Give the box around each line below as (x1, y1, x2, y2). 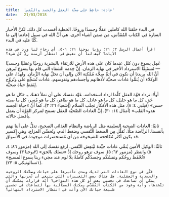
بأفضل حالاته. (6, 112, 31, 119)
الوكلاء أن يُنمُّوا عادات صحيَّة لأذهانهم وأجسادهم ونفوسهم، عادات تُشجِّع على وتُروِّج (6, 76, 158, 82)
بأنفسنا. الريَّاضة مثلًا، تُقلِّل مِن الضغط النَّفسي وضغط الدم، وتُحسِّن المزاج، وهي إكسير (6, 128, 164, 134)
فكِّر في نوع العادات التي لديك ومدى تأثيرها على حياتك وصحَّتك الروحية (6, 169, 153, 174)
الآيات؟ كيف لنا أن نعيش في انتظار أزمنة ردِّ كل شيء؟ (6, 51, 117, 56)
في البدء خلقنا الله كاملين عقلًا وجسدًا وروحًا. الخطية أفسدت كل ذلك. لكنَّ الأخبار (6, 26, 155, 32)
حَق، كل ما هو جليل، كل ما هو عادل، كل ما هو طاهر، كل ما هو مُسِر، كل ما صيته (6, 97, 153, 103)
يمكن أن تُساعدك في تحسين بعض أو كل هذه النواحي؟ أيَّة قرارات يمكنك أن (6, 178, 156, 183)
